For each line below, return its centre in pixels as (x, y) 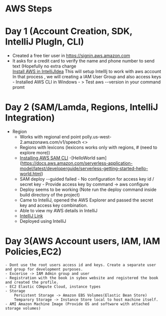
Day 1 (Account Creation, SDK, (69, 32)
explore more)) (35, 153)
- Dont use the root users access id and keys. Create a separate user (81, 265)
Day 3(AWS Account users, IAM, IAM (83, 241)
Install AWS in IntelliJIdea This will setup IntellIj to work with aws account (87, 71)
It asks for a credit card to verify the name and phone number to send (83, 61)
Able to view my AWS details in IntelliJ (58, 211)
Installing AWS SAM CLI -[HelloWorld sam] (63, 158)
